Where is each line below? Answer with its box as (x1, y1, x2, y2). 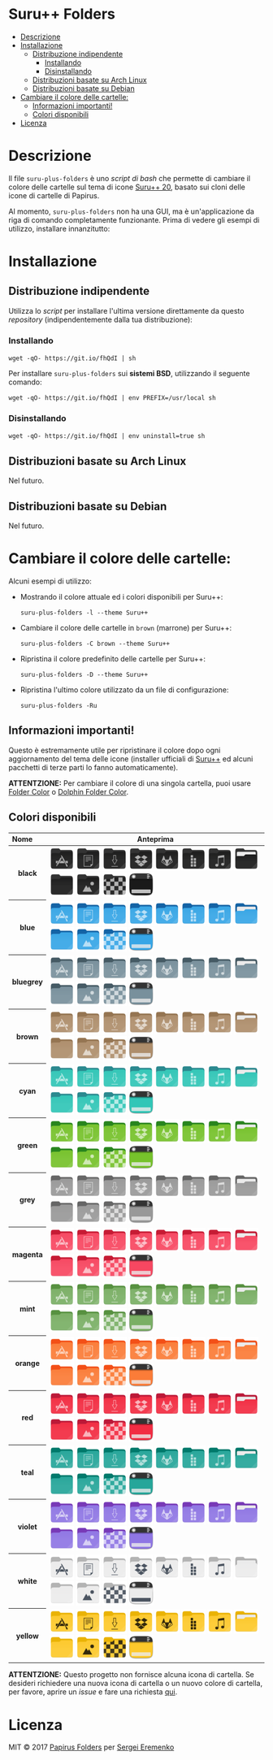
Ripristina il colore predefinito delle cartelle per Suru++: (19, 654, 206, 664)
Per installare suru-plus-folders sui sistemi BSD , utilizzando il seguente (8, 369, 250, 379)
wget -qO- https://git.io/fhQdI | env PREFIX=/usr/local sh (8, 394, 217, 402)
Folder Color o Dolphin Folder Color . (8, 787, 129, 796)
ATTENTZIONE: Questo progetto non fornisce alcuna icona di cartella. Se (8, 1670, 254, 1680)
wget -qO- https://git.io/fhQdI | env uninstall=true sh (8, 432, 206, 440)
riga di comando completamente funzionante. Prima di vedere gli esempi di (8, 215, 260, 224)
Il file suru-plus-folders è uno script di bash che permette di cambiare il (8, 173, 250, 183)
